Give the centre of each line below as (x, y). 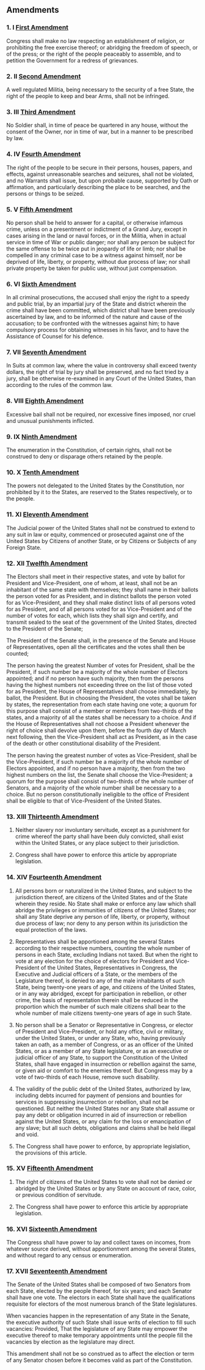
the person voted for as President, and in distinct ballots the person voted (99, 596)
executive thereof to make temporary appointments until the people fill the (100, 1335)
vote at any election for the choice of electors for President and (95, 961)
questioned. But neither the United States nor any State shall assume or (105, 1108)
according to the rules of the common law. (59, 385)
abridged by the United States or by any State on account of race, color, (106, 1188)
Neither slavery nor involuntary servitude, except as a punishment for (102, 830)
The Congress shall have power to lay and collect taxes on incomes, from (99, 1243)
